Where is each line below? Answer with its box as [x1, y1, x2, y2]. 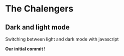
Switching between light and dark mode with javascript [5, 36, 119, 42]
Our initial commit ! [5, 46, 46, 51]
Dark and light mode [5, 23, 70, 31]
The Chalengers [5, 3, 74, 14]
